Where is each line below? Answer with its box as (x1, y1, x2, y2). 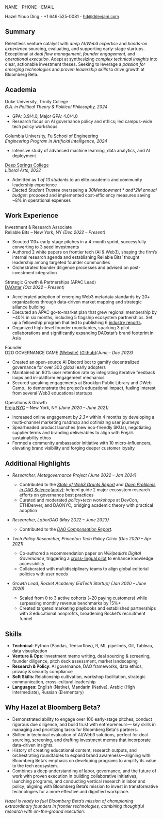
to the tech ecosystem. (12, 763, 58, 768)
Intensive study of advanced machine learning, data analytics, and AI (12, 147, 150, 153)
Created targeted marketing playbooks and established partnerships (19, 605, 156, 611)
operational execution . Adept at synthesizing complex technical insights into (5, 56, 158, 62)
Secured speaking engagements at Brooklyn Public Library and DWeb (12, 380, 152, 386)
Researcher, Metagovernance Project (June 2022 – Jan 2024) (12, 472, 137, 478)
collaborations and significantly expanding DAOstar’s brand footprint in (12, 330, 154, 336)
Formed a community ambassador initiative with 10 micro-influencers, (12, 440, 152, 446)
